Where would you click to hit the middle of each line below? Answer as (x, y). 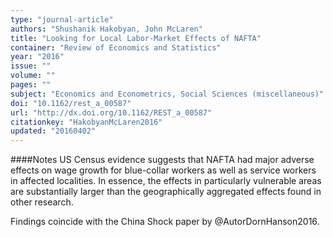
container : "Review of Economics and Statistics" (116, 47)
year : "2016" (37, 57)
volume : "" (33, 76)
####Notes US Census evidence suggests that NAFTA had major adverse (162, 160)
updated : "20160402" (53, 131)
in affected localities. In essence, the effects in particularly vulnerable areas (166, 181)
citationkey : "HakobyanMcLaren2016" (86, 122)
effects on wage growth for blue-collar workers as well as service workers (163, 170)
